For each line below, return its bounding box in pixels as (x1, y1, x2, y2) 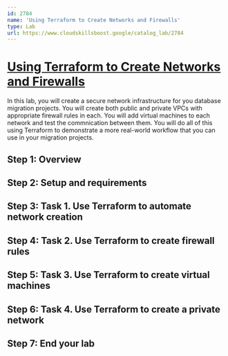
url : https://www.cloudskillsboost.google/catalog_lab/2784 (7, 29, 184, 37)
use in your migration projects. (7, 133, 95, 142)
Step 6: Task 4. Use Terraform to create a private (7, 303, 221, 315)
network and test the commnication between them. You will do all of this (7, 119, 213, 127)
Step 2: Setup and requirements (7, 177, 147, 189)
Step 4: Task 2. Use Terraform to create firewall (7, 234, 216, 246)
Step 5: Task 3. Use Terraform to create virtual (7, 269, 210, 281)
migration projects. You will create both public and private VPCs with (7, 104, 202, 113)
